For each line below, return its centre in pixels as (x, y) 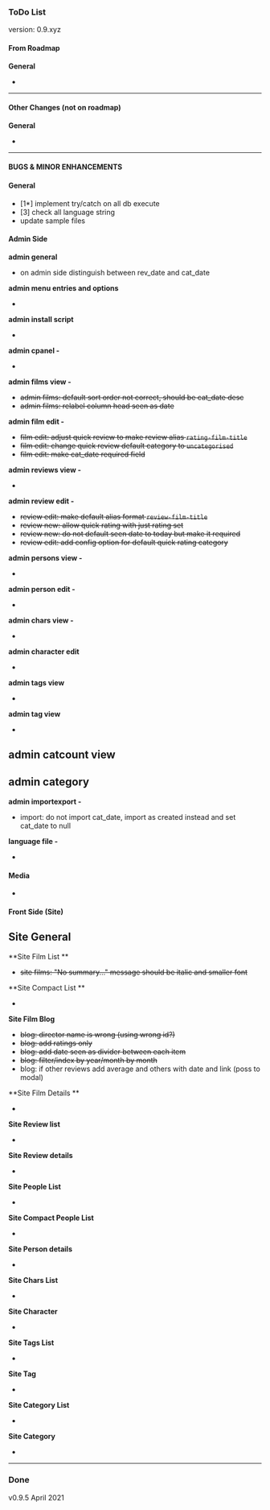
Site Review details (41, 1155)
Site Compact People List (51, 1218)
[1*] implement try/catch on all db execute (90, 203)
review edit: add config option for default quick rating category (124, 542)
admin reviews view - (45, 470)
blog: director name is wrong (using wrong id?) (97, 1034)
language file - (33, 841)
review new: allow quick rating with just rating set (102, 525)
